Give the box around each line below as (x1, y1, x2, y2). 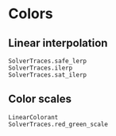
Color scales (8, 93, 72, 106)
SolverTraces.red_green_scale (8, 120, 109, 128)
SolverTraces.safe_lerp (8, 57, 87, 65)
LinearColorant (8, 113, 59, 121)
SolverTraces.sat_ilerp (8, 71, 87, 79)
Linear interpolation (8, 36, 108, 50)
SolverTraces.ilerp (8, 64, 73, 72)
